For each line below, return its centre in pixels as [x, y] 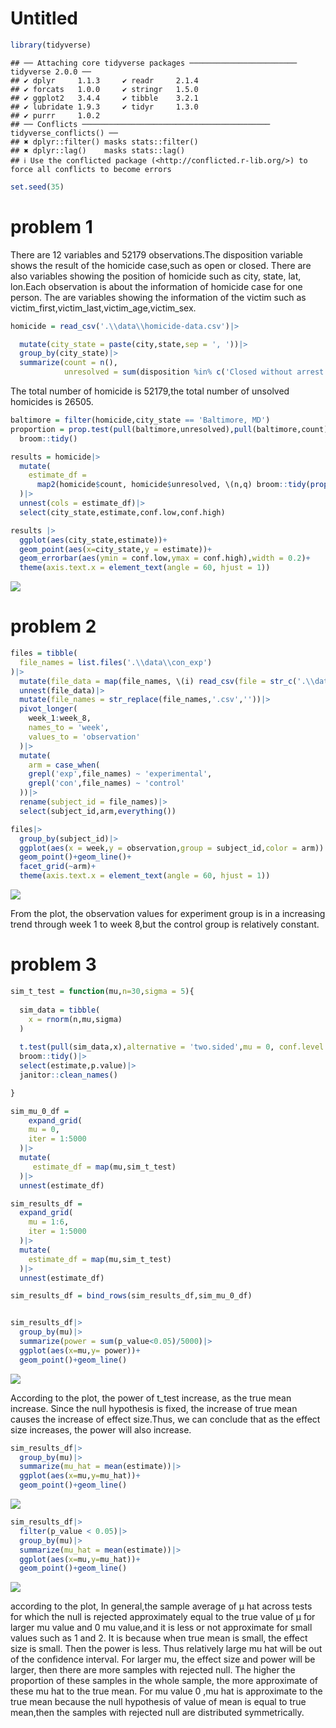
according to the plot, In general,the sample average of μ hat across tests [161, 1606]
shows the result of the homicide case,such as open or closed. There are [161, 265]
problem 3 [53, 964]
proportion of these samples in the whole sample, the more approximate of [164, 1681]
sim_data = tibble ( [60, 1010]
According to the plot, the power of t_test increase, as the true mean [151, 1398]
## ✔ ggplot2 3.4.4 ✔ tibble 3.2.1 [104, 98]
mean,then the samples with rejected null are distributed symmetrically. [157, 1713]
